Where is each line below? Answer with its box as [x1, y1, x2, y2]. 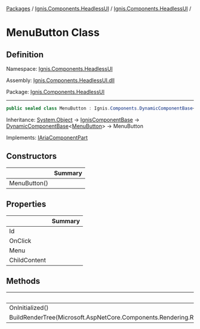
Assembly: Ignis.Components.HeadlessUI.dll [6, 77, 115, 84]
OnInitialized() [9, 303, 49, 312]
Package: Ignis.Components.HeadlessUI [6, 89, 105, 95]
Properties [6, 199, 46, 209]
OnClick [9, 236, 32, 245]
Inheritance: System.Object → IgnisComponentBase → [6, 116, 140, 123]
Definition [6, 49, 43, 59]
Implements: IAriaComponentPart [6, 134, 88, 141]
